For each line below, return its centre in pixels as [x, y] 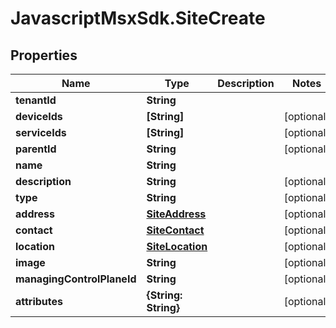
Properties [44, 55]
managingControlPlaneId [76, 279]
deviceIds [39, 116]
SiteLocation [177, 246]
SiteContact [175, 230]
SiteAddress [176, 214]
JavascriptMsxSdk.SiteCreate [138, 18]
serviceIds [41, 132]
